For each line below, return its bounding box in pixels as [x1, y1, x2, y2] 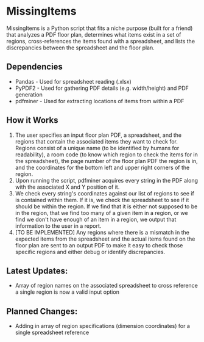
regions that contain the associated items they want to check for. [15, 137, 178, 145]
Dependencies [6, 62, 63, 72]
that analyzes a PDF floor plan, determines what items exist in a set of [6, 31, 181, 38]
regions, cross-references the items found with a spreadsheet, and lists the [6, 37, 195, 45]
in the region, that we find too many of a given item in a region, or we [15, 209, 188, 216]
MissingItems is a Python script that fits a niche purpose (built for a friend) [6, 24, 193, 32]
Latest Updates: [6, 266, 68, 276]
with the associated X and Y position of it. [15, 183, 120, 191]
